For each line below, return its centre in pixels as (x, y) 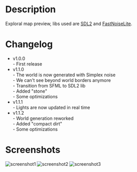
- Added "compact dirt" (37, 123)
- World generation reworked (43, 118)
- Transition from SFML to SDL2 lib (49, 85)
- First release (27, 64)
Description (31, 9)
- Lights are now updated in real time (51, 107)
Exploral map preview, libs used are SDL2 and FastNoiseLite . (69, 24)
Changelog (29, 44)
